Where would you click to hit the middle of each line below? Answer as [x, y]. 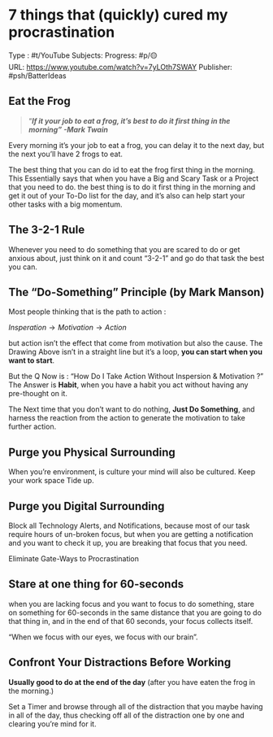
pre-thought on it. [38, 394]
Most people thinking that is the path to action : [87, 312]
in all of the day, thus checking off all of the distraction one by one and [127, 715]
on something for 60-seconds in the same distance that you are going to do [135, 613]
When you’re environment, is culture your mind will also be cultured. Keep [132, 472]
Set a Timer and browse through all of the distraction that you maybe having [136, 706]
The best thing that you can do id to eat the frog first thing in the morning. [132, 169]
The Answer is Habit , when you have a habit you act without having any [128, 385]
